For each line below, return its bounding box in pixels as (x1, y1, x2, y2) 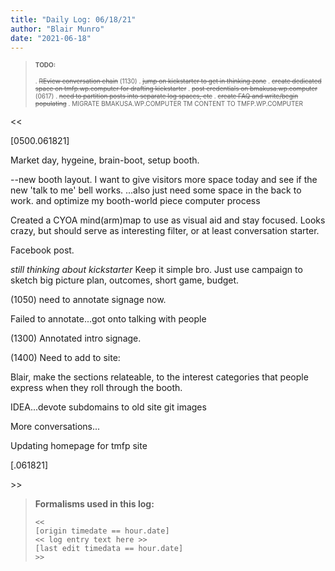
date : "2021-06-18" (10, 33, 92, 43)
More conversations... (10, 421, 101, 433)
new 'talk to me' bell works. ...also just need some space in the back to (10, 184, 302, 196)
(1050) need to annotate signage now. (10, 294, 167, 306)
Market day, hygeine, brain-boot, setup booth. (10, 154, 200, 166)
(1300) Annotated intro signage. (10, 332, 142, 345)
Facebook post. (10, 244, 75, 256)
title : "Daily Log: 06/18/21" (10, 14, 137, 25)
